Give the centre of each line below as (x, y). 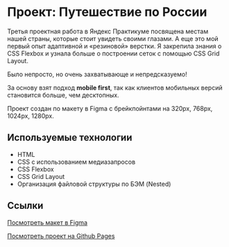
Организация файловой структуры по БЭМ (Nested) (94, 184)
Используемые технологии (70, 138)
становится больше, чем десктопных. (63, 95)
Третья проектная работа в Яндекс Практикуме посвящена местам (108, 31)
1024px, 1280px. (31, 116)
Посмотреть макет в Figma (48, 222)
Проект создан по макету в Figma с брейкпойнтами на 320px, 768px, (110, 108)
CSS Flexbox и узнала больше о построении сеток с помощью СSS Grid (113, 53)
